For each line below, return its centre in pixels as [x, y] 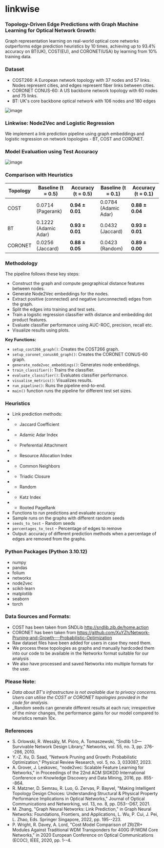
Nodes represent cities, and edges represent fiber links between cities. [83, 85]
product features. [30, 320]
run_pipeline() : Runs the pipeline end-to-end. [59, 385]
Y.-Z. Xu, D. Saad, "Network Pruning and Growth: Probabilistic [74, 757]
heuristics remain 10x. [34, 718]
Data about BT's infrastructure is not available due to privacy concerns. [84, 692]
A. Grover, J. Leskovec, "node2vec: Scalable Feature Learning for [78, 768]
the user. [21, 669]
